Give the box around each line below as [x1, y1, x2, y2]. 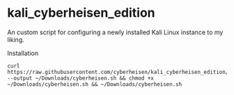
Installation [7, 49, 39, 57]
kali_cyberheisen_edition [7, 5, 155, 21]
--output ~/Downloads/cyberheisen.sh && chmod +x [7, 75, 155, 82]
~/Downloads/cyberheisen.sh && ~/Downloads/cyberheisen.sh [7, 80, 182, 88]
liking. [7, 35, 24, 43]
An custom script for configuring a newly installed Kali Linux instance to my [7, 28, 224, 36]
